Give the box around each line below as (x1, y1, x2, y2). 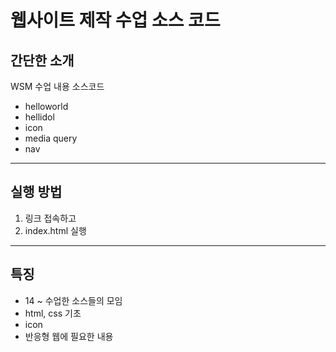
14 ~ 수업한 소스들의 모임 (24, 294, 123, 306)
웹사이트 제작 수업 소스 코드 (10, 9, 221, 32)
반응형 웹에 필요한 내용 (24, 330, 114, 342)
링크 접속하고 (24, 212, 77, 224)
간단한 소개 (10, 52, 75, 69)
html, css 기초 (24, 307, 82, 319)
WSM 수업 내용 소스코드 (10, 81, 105, 92)
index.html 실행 (24, 224, 87, 236)
